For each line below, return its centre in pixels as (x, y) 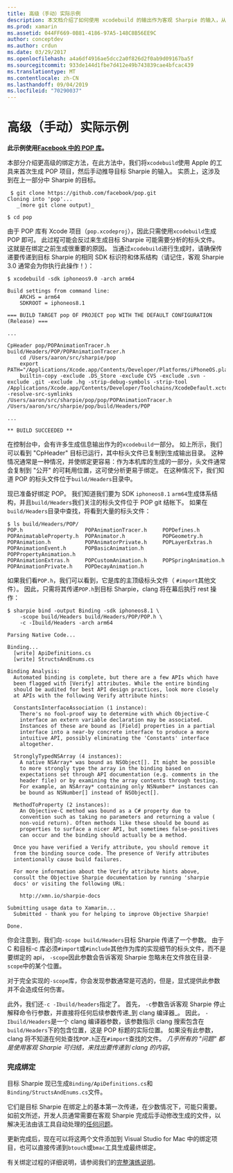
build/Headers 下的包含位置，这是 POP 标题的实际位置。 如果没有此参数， (112, 1030)
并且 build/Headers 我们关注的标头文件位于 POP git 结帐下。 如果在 (113, 503)
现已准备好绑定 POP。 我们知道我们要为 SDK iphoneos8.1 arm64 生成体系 (110, 494)
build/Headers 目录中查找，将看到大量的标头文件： (79, 511)
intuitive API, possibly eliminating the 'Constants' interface (114, 738)
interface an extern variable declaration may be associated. (111, 720)
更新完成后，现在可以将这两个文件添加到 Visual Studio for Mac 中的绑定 (109, 1139)
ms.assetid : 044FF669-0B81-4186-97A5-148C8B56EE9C (82, 33)
